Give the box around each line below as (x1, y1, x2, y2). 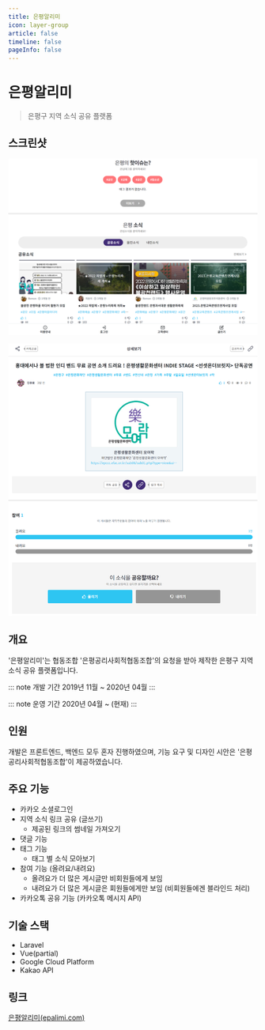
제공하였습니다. (75, 756, 123, 766)
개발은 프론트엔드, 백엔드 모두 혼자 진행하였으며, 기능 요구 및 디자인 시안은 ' (8, 747, 240, 756)
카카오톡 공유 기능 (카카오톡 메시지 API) (19, 893, 142, 903)
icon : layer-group (8, 21, 69, 29)
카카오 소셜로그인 (19, 805, 74, 814)
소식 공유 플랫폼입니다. (8, 665, 78, 675)
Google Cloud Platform (19, 957, 95, 967)
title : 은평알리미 (8, 13, 61, 21)
